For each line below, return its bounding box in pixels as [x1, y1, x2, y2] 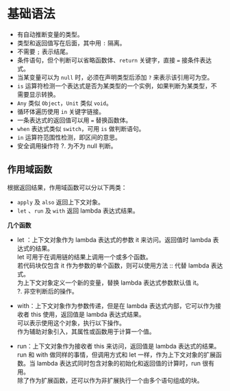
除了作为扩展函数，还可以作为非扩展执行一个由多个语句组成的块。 [16, 376, 203, 384]
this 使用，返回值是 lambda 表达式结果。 [30, 310, 145, 318]
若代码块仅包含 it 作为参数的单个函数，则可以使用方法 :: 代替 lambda [16, 261, 210, 270]
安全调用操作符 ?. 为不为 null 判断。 [16, 141, 118, 150]
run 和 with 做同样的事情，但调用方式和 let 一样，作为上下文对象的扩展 [16, 351, 216, 359]
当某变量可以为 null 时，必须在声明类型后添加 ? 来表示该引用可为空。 [16, 73, 214, 81]
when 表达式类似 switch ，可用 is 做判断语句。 [16, 124, 145, 132]
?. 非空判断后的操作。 [16, 287, 78, 295]
